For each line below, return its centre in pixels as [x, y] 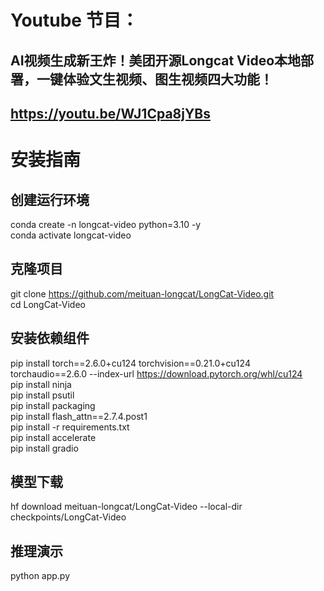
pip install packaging [53, 405]
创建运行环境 [50, 199]
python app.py [40, 576]
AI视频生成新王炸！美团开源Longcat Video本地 [156, 60]
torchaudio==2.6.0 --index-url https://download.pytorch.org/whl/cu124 [156, 373]
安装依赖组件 [50, 338]
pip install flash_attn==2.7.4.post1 [79, 416]
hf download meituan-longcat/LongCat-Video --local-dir [126, 507]
